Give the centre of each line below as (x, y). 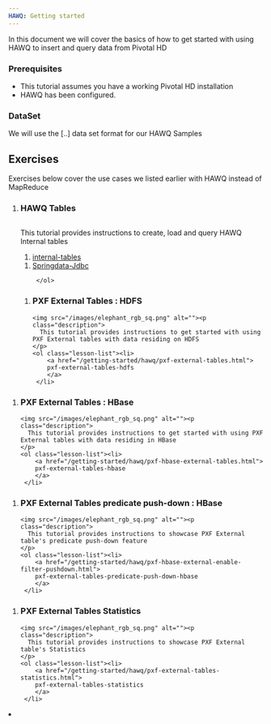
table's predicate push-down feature (84, 541)
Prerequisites (35, 68)
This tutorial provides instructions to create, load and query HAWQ (131, 233)
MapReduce (29, 187)
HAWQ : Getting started (47, 16)
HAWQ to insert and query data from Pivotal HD (88, 47)
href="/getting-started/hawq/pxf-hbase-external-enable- (144, 563)
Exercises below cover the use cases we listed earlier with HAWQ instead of (135, 178)
